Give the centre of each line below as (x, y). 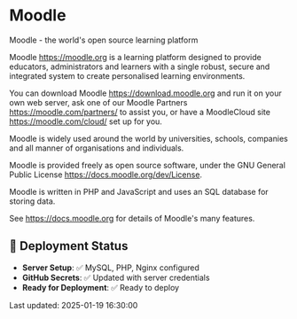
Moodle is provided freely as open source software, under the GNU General (148, 165)
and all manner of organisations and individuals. (97, 148)
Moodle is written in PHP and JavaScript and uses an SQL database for (139, 191)
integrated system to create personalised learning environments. (127, 75)
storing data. (32, 201)
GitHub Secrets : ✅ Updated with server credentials (116, 277)
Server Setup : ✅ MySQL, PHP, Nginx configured (110, 268)
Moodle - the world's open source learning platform (104, 40)
